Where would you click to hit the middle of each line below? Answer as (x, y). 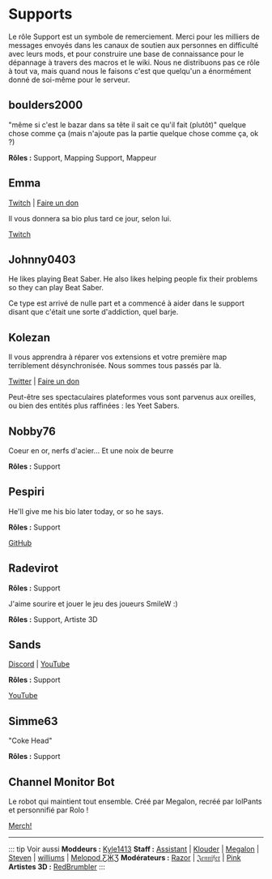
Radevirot (34, 568)
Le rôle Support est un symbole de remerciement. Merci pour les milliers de (134, 36)
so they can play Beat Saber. (56, 288)
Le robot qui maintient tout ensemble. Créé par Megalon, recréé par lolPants (135, 802)
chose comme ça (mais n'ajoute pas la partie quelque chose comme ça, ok (134, 133)
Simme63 (33, 721)
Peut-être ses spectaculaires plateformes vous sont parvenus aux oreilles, (132, 397)
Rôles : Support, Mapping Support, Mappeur (83, 157)
